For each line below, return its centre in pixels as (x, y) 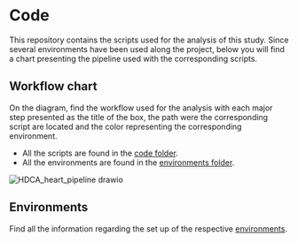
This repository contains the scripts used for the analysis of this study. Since (149, 40)
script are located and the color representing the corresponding (125, 126)
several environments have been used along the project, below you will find (147, 49)
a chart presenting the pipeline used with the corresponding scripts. (133, 58)
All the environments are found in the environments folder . (128, 162)
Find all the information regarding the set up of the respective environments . (149, 228)
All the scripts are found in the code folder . (100, 153)
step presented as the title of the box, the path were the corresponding (139, 117)
